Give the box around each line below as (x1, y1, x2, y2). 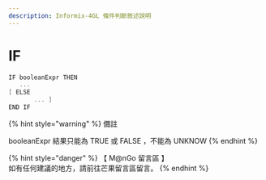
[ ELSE (8, 88, 31, 97)
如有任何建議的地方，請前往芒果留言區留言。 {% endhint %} (8, 163, 209, 173)
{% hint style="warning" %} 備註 (8, 119, 118, 128)
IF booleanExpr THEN (8, 73, 79, 82)
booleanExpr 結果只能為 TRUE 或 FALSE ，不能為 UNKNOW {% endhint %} (8, 136, 258, 145)
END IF (8, 103, 31, 111)
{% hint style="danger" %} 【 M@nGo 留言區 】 (8, 153, 169, 162)
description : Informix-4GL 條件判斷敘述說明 (8, 11, 152, 20)
